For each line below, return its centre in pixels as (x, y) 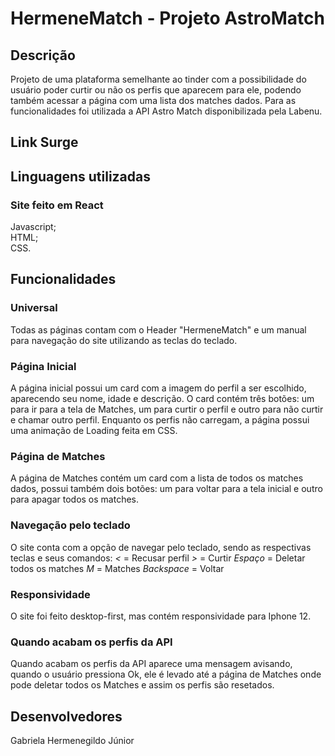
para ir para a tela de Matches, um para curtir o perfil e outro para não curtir (167, 409)
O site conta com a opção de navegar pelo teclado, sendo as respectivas (161, 547)
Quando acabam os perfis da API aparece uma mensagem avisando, (151, 664)
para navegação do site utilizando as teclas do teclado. (124, 340)
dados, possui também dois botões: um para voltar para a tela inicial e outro (166, 489)
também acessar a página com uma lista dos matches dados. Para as (153, 100)
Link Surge (44, 142)
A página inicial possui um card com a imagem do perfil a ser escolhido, (158, 388)
